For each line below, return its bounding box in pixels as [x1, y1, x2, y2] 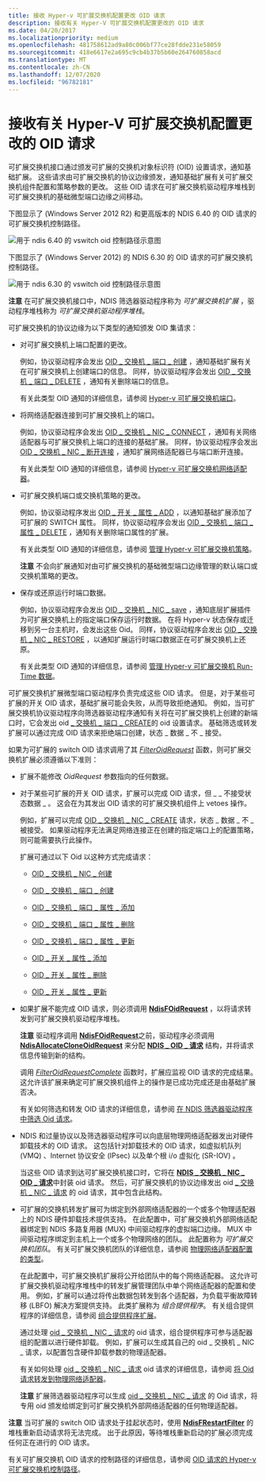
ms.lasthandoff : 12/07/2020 [8, 71, 101, 79]
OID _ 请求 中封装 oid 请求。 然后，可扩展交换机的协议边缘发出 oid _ [19, 1178, 239, 1187]
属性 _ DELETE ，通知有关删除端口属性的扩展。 [19, 527, 173, 537]
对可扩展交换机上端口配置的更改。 [19, 340, 131, 349]
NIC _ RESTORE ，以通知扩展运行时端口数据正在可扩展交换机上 [34, 634, 239, 644]
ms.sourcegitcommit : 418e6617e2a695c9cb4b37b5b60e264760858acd [8, 48, 222, 56]
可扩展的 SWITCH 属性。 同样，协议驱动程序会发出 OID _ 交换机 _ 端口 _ [19, 518, 253, 527]
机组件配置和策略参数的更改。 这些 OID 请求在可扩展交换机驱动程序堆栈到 [14, 182, 256, 191]
